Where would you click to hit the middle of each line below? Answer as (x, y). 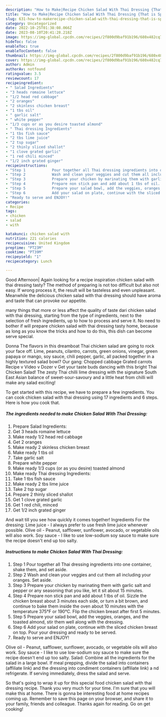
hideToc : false (21, 42)
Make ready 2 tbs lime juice (41, 484)
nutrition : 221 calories (31, 239)
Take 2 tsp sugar (30, 489)
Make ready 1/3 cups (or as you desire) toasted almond (69, 468)
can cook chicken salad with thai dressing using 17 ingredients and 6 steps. (82, 397)
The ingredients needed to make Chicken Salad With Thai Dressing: (76, 414)
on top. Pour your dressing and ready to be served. (65, 632)
